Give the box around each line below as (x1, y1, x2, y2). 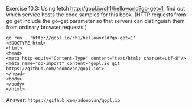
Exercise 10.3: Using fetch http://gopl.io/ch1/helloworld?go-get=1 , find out (6, 5, 186, 12)
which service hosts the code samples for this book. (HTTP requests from (6, 11, 186, 18)
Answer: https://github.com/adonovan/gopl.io (6, 97, 121, 103)
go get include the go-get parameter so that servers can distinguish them (6, 18, 185, 24)
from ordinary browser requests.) (6, 23, 87, 30)
